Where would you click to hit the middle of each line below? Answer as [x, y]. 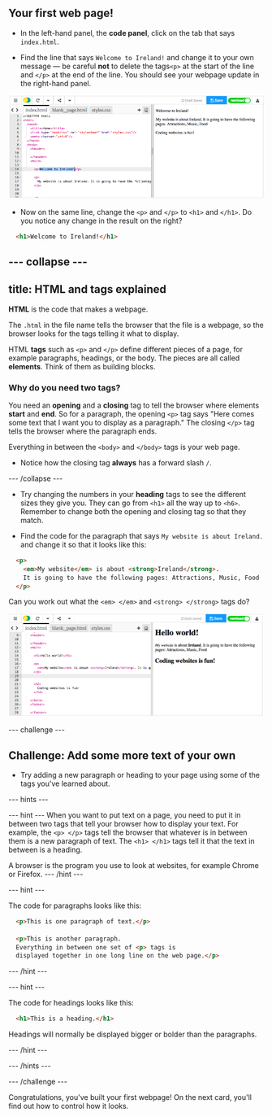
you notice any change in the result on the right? [101, 220]
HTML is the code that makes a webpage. [78, 309]
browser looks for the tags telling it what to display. [94, 334]
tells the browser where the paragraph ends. [83, 431]
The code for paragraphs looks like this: [75, 905]
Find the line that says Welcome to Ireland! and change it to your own [137, 57]
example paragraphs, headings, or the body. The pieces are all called [124, 358]
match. [32, 520]
